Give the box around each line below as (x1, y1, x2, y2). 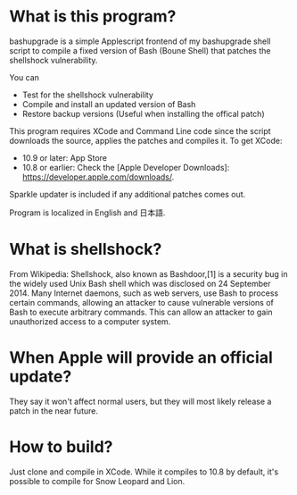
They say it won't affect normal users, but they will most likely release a (9, 396, 272, 407)
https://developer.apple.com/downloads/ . (21, 172, 175, 182)
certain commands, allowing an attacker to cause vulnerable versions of (9, 297, 275, 307)
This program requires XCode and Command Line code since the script (9, 125, 271, 136)
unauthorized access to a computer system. (9, 315, 171, 327)
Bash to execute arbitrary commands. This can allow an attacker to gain (9, 306, 273, 317)
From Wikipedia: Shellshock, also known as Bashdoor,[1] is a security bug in (9, 268, 288, 279)
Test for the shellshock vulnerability (21, 89, 154, 100)
